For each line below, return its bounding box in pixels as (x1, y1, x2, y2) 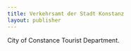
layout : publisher (7, 17, 61, 24)
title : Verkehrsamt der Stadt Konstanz (7, 10, 125, 17)
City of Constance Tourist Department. (7, 36, 120, 44)
